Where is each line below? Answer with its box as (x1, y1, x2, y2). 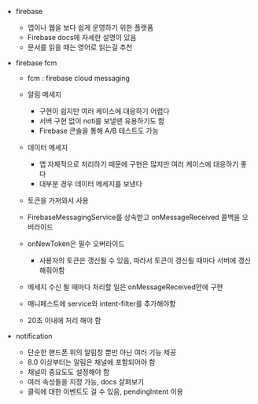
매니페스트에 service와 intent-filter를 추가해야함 (27, 299, 176, 308)
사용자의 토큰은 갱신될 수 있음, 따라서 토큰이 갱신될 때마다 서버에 (39, 255, 237, 265)
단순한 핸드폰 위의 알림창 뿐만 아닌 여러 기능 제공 (27, 347, 177, 357)
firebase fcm (15, 58, 57, 68)
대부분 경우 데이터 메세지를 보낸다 (39, 179, 143, 188)
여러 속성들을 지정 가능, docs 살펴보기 (27, 377, 144, 386)
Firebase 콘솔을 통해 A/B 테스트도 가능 (39, 126, 159, 135)
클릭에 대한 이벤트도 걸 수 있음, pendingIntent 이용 (27, 387, 183, 396)
